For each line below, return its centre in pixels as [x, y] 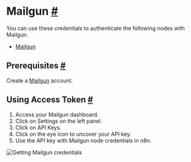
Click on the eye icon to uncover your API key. [73, 134]
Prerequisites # [36, 66]
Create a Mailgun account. [40, 80]
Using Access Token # [50, 100]
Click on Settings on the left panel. [58, 121]
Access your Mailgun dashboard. [57, 114]
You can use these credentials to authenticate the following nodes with [96, 28]
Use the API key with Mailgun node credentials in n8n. [83, 140]
